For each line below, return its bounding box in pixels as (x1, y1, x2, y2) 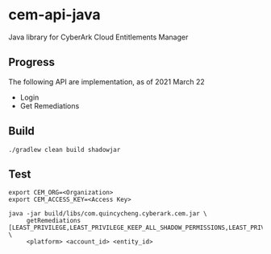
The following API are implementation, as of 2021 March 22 (8, 76, 206, 86)
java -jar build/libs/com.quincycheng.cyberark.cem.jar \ (8, 210, 207, 218)
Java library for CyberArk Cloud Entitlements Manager (8, 32, 189, 42)
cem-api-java (8, 6, 101, 24)
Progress (8, 55, 55, 69)
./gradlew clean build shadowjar (8, 145, 121, 154)
